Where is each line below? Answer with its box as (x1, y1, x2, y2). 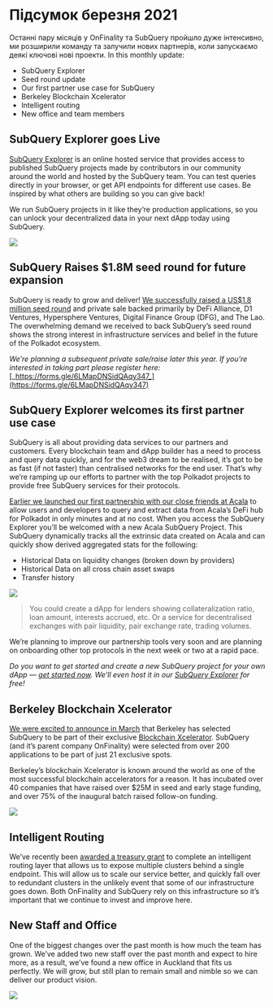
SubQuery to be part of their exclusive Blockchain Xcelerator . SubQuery (9, 732, 250, 742)
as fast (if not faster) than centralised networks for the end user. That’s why (9, 464, 262, 473)
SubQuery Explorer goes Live (9, 133, 161, 146)
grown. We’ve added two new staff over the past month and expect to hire (9, 949, 258, 958)
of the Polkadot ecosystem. (9, 338, 102, 347)
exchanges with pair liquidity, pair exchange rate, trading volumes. (28, 621, 252, 631)
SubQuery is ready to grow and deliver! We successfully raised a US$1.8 (9, 295, 252, 304)
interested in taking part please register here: (9, 362, 161, 372)
